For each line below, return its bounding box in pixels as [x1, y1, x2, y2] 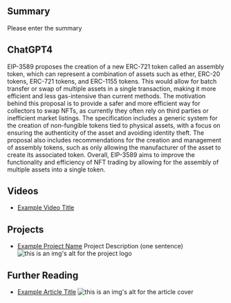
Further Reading [7, 269, 79, 281]
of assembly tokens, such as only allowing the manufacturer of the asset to [7, 143, 221, 151]
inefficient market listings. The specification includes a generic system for [7, 113, 218, 122]
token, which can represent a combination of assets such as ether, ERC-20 [7, 69, 221, 78]
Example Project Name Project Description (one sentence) [17, 242, 183, 250]
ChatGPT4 [7, 44, 53, 56]
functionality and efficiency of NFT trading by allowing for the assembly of [7, 158, 219, 166]
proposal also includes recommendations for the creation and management [7, 136, 221, 144]
